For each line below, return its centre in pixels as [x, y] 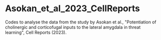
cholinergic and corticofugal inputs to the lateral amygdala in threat [73, 27]
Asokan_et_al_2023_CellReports [72, 9]
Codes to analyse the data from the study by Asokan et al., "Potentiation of [81, 22]
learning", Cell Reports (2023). [36, 32]
